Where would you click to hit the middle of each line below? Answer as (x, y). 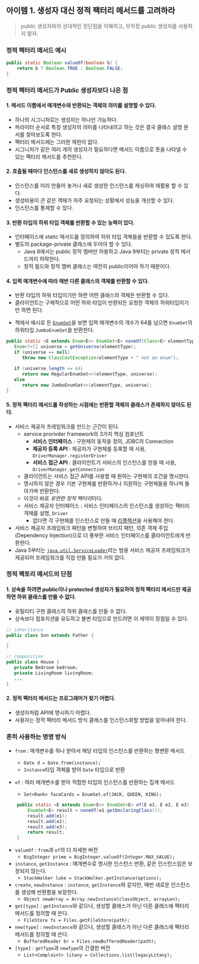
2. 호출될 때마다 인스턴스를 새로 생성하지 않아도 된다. (66, 171)
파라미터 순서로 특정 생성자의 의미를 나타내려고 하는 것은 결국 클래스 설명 (98, 127)
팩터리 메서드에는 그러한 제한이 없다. (57, 142)
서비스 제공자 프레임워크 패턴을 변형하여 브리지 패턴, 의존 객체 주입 (91, 528)
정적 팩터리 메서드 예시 (36, 50)
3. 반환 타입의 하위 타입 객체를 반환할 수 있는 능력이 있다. (70, 222)
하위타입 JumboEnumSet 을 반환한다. (54, 330)
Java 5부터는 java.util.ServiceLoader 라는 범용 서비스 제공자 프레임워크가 (102, 550)
